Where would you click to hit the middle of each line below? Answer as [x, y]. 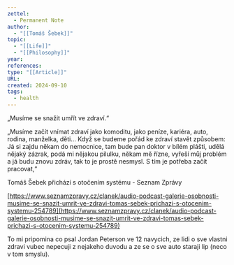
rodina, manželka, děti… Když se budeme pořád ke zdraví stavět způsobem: [116, 139]
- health [26, 99]
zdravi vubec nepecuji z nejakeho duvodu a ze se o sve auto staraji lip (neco [117, 246]
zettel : [19, 14]
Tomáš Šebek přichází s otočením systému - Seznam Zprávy [95, 182]
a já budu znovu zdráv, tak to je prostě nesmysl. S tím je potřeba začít [107, 161]
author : [19, 27]
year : [15, 59]
